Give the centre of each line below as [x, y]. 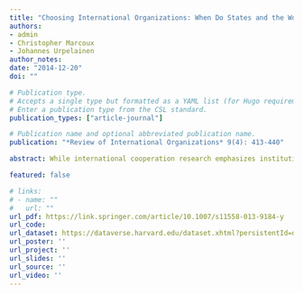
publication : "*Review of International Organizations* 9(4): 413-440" [147, 142]
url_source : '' [38, 267]
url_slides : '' [38, 258]
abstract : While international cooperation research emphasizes [133, 159]
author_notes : [36, 60]
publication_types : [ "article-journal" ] [87, 118]
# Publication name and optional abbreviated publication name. [133, 134]
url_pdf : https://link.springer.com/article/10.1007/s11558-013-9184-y [147, 216]
